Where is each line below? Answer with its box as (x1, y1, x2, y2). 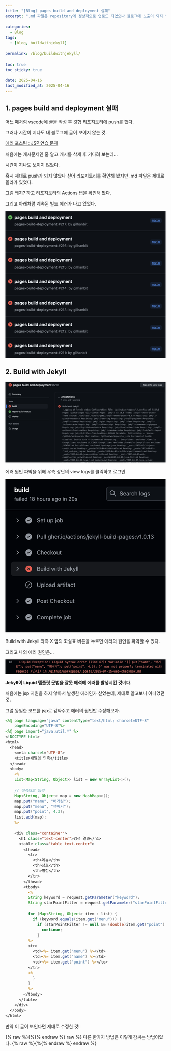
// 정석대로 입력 (14, 787, 45, 793)
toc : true (5, 62, 26, 67)
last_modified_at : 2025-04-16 (5, 83, 70, 89)
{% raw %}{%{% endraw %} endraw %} (12, 1040, 97, 1046)
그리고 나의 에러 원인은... (5, 649, 54, 655)
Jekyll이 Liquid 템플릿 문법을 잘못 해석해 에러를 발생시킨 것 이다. (5, 679, 132, 685)
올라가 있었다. (5, 179, 33, 185)
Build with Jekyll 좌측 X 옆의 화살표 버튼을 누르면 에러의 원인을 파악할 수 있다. (5, 638, 160, 644)
